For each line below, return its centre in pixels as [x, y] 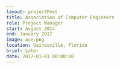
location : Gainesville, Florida [47, 46]
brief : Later [23, 51]
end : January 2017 [29, 34]
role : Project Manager [35, 23]
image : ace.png [25, 40]
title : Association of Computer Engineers [60, 17]
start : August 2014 [31, 28]
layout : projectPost [32, 12]
